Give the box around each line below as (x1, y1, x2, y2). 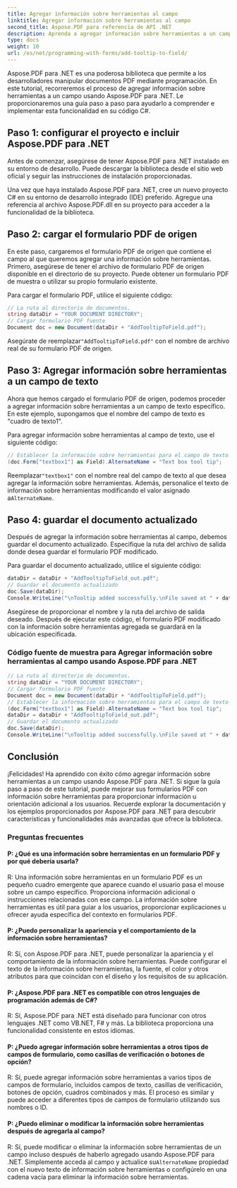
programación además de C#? (7, 995, 97, 1004)
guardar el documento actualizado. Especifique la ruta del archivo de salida (7, 540, 226, 549)
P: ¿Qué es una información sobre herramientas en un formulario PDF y (7, 849, 220, 858)
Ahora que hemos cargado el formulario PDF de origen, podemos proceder (7, 394, 226, 403)
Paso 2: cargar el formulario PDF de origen (7, 229, 197, 241)
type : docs (7, 37, 39, 44)
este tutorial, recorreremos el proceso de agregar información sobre (7, 84, 206, 92)
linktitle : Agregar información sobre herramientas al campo (7, 17, 191, 24)
